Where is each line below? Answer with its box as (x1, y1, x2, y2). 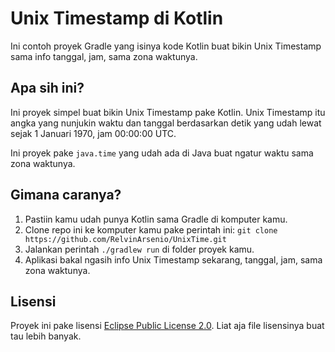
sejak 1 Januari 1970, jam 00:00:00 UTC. (10, 127, 177, 139)
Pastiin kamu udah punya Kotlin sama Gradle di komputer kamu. (24, 213, 288, 225)
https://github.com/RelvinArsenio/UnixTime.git (24, 234, 227, 244)
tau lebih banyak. (10, 330, 82, 342)
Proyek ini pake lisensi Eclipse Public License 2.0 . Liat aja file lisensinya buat (10, 320, 325, 332)
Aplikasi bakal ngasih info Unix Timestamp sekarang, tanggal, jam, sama (24, 253, 323, 266)
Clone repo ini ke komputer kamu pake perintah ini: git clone (24, 223, 278, 236)
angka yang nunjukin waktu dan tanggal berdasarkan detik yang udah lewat (10, 117, 322, 129)
